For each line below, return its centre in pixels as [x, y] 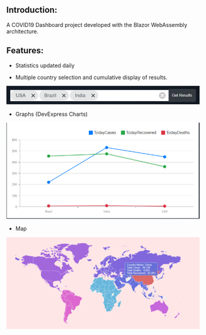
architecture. [22, 31]
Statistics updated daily [45, 65]
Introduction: [32, 10]
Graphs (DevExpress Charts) [51, 114]
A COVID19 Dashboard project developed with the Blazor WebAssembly [97, 24]
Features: [25, 51]
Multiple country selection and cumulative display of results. [91, 77]
